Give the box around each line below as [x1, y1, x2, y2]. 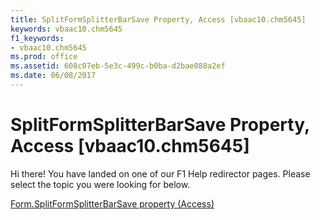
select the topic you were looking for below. [10, 178, 191, 190]
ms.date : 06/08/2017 [10, 71, 97, 81]
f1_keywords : [10, 33, 65, 43]
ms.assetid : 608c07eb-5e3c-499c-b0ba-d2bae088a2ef [10, 61, 226, 71]
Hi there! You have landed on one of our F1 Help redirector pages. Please [10, 167, 311, 180]
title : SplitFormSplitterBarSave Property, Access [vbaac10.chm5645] [10, 14, 307, 25]
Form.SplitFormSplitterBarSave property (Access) [10, 197, 215, 210]
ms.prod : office [10, 52, 78, 62]
